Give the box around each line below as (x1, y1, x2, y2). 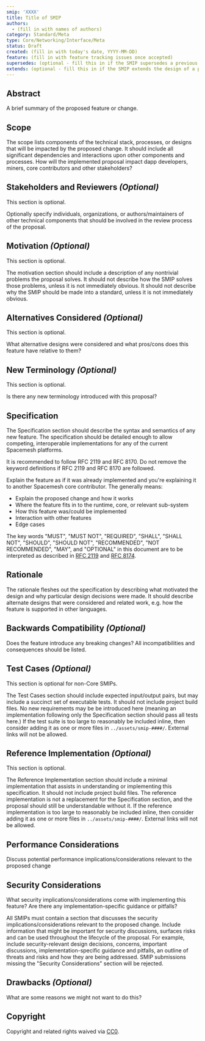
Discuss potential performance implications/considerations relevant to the (6, 856, 192, 863)
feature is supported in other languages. (6, 605, 108, 613)
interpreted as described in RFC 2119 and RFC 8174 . (6, 552, 136, 560)
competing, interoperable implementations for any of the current (6, 440, 168, 447)
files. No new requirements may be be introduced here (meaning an (6, 704, 177, 712)
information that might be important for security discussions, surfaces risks (6, 927, 196, 935)
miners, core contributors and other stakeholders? (6, 164, 132, 172)
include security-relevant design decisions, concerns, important (6, 940, 167, 948)
